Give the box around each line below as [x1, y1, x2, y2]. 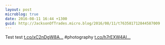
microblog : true [5, 12, 39, 17]
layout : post [5, 7, 32, 12]
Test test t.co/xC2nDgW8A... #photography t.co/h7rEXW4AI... [5, 34, 131, 40]
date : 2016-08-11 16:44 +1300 [5, 16, 68, 21]
